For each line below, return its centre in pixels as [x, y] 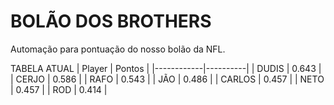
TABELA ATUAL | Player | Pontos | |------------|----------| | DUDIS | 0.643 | [166, 68]
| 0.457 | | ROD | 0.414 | [59, 89]
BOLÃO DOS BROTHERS [111, 21]
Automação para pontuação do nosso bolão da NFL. [118, 49]
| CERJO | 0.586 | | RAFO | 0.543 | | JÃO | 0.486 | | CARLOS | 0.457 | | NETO [167, 79]
